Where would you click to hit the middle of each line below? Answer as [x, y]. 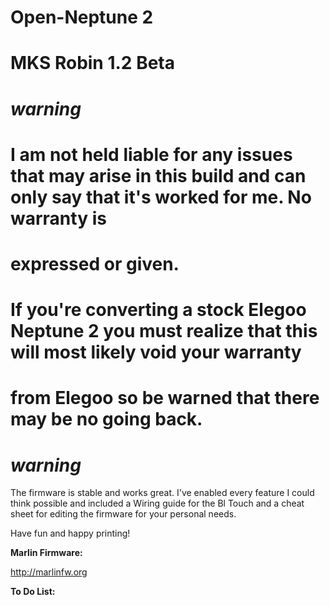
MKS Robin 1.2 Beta [92, 63]
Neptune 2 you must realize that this [164, 331]
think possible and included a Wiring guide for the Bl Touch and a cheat [157, 503]
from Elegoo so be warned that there [165, 398]
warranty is [58, 218]
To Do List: [33, 592]
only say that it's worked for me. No [161, 197]
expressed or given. [95, 263]
